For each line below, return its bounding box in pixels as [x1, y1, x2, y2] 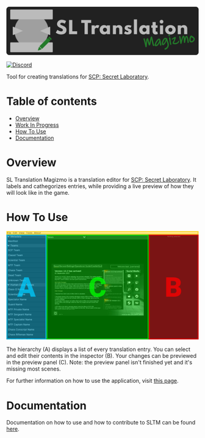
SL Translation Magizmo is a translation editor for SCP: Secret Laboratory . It [6, 176, 196, 183]
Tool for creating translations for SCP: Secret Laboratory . [6, 73, 149, 80]
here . [6, 425, 20, 432]
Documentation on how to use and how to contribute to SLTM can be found [6, 419, 196, 426]
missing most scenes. [6, 365, 61, 372]
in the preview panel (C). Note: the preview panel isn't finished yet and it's [6, 359, 193, 366]
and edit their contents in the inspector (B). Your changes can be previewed [6, 352, 197, 360]
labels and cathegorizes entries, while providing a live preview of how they [6, 182, 194, 190]
